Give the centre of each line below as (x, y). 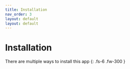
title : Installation (26, 10)
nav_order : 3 (18, 14)
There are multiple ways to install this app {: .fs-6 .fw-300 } (65, 62)
